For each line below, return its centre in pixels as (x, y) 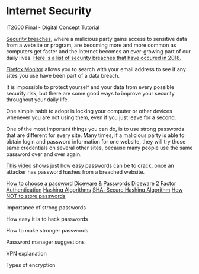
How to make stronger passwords (47, 230)
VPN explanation (27, 253)
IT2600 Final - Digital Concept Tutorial (53, 27)
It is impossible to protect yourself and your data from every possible (90, 87)
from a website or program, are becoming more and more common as (91, 45)
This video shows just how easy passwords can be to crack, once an (90, 165)
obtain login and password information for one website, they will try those (96, 141)
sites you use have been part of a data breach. (63, 75)
